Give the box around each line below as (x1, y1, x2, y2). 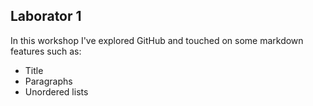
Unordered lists (24, 85, 89, 98)
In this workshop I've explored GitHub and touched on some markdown (10, 34, 304, 46)
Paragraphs (24, 75, 73, 87)
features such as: (10, 45, 82, 57)
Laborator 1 (10, 8, 82, 25)
